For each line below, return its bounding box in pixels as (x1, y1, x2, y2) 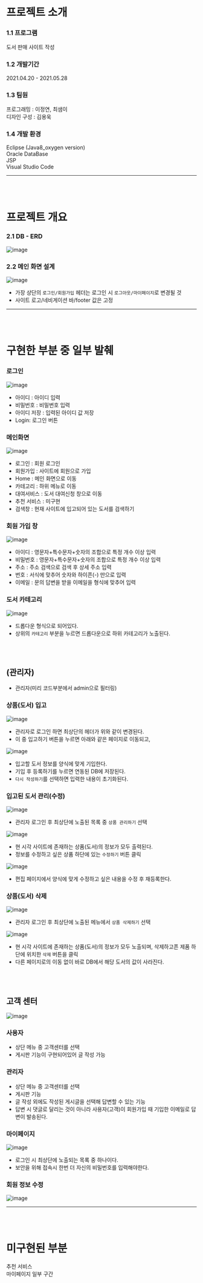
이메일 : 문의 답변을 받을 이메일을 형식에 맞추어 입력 (14, 579, 136, 586)
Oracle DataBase (6, 150, 48, 158)
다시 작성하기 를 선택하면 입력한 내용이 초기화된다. (14, 775, 129, 782)
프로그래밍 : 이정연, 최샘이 (6, 105, 68, 113)
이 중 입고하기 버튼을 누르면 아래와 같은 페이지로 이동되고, (14, 735, 151, 742)
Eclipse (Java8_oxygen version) (6, 144, 86, 152)
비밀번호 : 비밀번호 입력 (14, 401, 71, 408)
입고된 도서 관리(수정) (6, 791, 65, 800)
